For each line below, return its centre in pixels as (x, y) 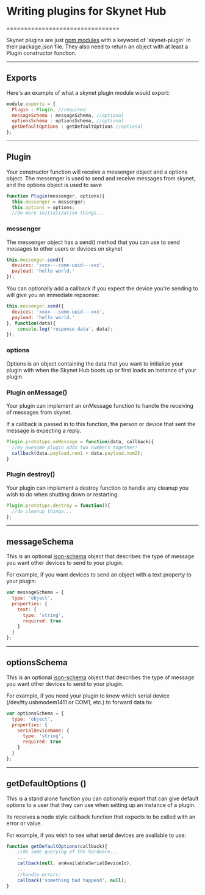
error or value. (24, 823)
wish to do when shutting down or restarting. (63, 494)
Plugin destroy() (31, 474)
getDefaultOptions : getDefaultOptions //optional (77, 127)
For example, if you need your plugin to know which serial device (88, 696)
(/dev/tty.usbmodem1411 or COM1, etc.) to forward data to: (80, 702)
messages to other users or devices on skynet (65, 248)
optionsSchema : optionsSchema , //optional (68, 121)
